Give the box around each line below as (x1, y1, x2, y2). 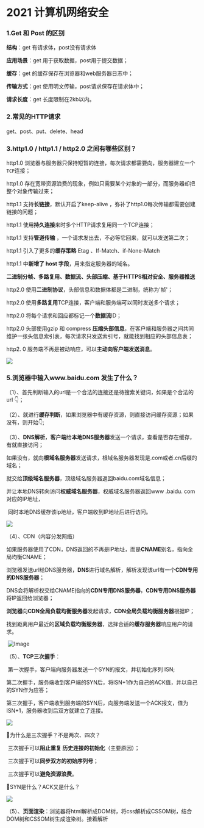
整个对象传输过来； (6, 187, 55, 195)
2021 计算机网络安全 (6, 5, 109, 20)
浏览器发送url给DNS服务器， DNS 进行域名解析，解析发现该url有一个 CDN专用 (6, 566, 199, 574)
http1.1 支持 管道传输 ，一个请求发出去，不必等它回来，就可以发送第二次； (6, 234, 190, 242)
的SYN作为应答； (6, 686, 50, 694)
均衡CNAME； (11, 553, 47, 561)
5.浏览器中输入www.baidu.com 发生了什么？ (6, 373, 139, 382)
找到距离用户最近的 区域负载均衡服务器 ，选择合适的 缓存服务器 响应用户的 (6, 621, 188, 628)
